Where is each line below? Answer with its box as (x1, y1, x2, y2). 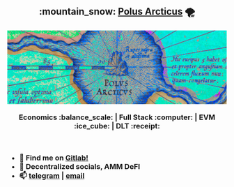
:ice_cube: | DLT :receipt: (74, 121, 160, 131)
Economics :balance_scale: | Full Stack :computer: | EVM (18, 112, 216, 122)
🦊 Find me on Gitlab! (19, 153, 89, 163)
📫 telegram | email (19, 170, 85, 180)
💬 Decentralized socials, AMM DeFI (19, 161, 141, 171)
